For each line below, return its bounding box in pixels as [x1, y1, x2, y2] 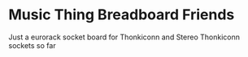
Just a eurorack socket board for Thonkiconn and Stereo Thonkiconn [8, 32, 240, 42]
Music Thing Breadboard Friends [8, 6, 235, 24]
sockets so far [8, 40, 56, 50]
